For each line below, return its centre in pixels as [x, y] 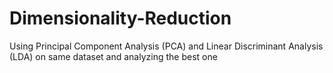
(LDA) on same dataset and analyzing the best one [113, 56]
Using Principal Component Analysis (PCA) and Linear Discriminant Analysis [166, 46]
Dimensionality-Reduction [120, 18]
